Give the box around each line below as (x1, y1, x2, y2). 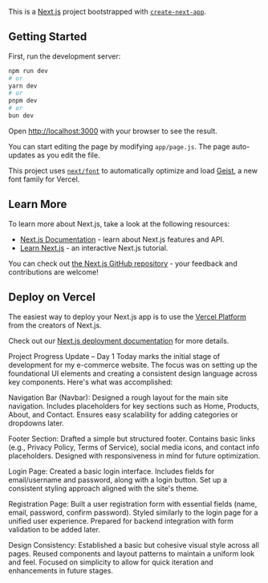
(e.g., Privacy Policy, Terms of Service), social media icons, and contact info (8, 442, 260, 452)
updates (8, 150, 36, 160)
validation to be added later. (8, 524, 100, 534)
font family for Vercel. (8, 174, 80, 184)
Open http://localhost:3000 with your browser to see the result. (8, 126, 218, 136)
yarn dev (8, 82, 38, 90)
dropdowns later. (8, 418, 64, 428)
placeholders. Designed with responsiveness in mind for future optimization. (8, 450, 261, 460)
